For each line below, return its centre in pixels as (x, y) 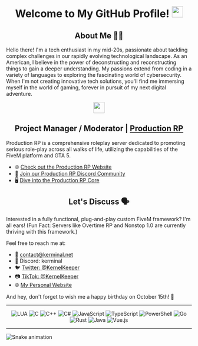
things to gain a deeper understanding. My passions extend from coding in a (99, 69)
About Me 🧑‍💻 (99, 35)
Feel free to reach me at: (36, 243)
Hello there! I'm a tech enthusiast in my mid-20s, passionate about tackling (97, 50)
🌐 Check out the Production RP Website (63, 167)
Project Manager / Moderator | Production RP (99, 129)
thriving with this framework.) (42, 231)
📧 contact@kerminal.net (44, 254)
